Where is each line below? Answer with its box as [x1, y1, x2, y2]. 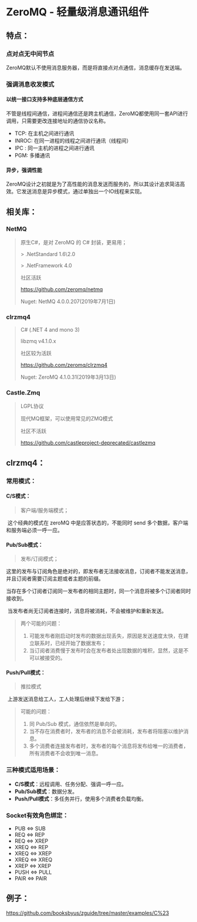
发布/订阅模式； [20, 556, 59, 563]
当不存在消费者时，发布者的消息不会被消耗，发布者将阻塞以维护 [29, 728, 184, 735]
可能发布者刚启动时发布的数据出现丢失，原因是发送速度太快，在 [29, 632, 184, 640]
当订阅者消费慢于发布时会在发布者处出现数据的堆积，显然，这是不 [29, 647, 189, 654]
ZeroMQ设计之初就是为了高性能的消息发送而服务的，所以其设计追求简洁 [6, 180, 180, 188]
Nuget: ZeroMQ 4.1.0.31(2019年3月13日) [20, 373, 116, 381]
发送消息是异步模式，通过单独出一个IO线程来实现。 [21, 188, 145, 195]
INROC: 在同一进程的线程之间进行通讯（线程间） [14, 137, 132, 144]
